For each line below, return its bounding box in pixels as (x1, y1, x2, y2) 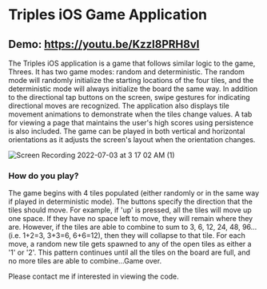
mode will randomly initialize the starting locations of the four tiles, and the (8, 76, 254, 85)
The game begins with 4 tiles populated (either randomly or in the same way (8, 188, 260, 198)
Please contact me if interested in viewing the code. (8, 271, 180, 281)
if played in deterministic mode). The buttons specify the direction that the (8, 197, 253, 207)
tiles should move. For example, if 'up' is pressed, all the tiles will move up (8, 205, 252, 215)
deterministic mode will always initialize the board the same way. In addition (8, 84, 258, 93)
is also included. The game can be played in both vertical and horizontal (8, 126, 245, 136)
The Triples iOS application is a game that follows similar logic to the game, (8, 58, 256, 68)
